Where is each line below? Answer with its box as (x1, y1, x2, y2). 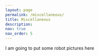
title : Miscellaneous (5, 17, 51, 22)
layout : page (5, 7, 33, 13)
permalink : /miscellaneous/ (5, 12, 65, 17)
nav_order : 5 (5, 31, 33, 36)
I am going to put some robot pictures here (5, 45, 94, 51)
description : (5, 21, 33, 27)
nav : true (5, 26, 26, 32)
